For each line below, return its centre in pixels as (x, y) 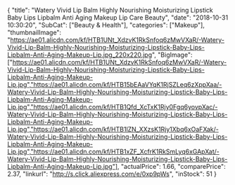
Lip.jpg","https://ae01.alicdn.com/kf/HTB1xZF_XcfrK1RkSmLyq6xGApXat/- (113, 151)
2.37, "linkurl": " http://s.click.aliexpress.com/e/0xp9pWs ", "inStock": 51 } (112, 174)
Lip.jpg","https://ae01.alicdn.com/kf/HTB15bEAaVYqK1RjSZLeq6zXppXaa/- (115, 84)
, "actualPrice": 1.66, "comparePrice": (172, 166)
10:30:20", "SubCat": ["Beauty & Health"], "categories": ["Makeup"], (106, 25)
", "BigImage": (172, 55)
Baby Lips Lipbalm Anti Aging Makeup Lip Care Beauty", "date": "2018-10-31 (118, 18)
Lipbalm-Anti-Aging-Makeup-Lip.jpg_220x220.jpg (80, 55)
